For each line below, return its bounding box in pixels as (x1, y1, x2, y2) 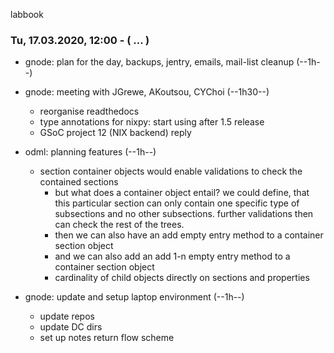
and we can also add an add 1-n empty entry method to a (54, 250, 291, 263)
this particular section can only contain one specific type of (54, 197, 300, 209)
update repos (39, 310, 95, 323)
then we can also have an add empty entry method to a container (54, 229, 324, 241)
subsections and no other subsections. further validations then (54, 208, 314, 220)
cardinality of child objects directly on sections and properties (54, 272, 310, 284)
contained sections (39, 176, 119, 188)
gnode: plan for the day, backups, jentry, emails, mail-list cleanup (24, 56, 295, 68)
